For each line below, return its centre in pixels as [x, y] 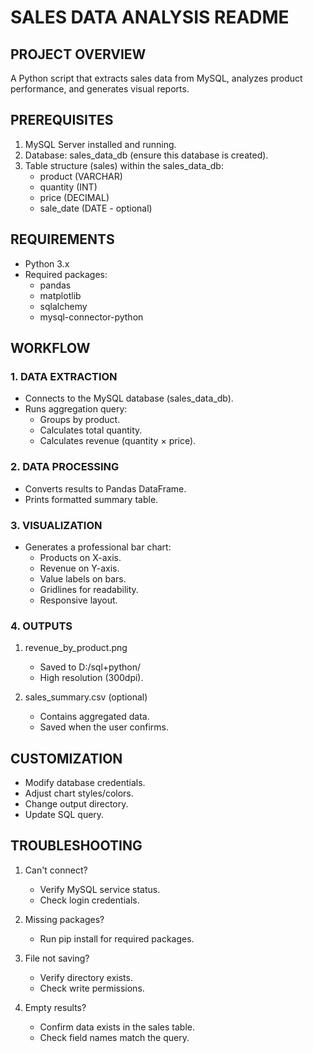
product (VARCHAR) [81, 176]
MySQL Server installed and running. [100, 144]
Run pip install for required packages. [117, 938]
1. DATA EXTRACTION [64, 376]
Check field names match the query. [114, 1037]
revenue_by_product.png [76, 648]
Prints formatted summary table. [91, 499]
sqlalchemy [63, 306]
